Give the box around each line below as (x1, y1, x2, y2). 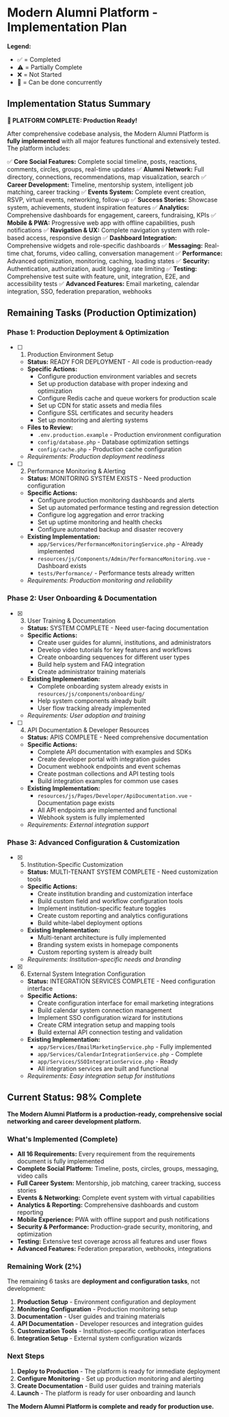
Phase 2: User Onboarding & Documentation (7, 593, 157, 603)
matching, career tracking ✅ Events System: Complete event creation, (7, 187, 206, 196)
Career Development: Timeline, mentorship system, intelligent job (7, 180, 193, 189)
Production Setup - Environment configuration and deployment (16, 1298, 196, 1306)
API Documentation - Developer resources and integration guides (16, 1320, 204, 1328)
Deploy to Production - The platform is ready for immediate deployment (16, 1367, 221, 1375)
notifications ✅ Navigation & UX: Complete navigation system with (7, 226, 196, 234)
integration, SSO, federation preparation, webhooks (7, 287, 152, 296)
